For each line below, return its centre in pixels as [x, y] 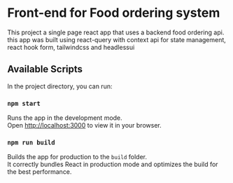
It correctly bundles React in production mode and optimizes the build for [113, 164]
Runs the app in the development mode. [65, 118]
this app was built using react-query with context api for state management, [116, 39]
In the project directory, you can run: [60, 86]
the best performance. [40, 172]
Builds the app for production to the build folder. [77, 157]
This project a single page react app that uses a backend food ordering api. [116, 32]
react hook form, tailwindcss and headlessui [71, 47]
